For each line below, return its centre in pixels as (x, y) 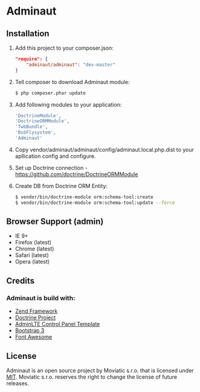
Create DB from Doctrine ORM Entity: (61, 186)
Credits (21, 280)
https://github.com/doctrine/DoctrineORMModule (76, 174)
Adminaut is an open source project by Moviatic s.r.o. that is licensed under (100, 370)
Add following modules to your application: (68, 105)
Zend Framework (36, 311)
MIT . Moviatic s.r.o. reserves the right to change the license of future (92, 377)
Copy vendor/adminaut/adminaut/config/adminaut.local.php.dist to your (105, 149)
